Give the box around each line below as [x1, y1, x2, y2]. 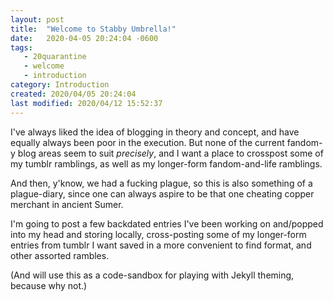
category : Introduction [10, 80, 110, 90]
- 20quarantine [23, 52, 87, 62]
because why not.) [10, 279, 88, 291]
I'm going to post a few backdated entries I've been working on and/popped [10, 217, 324, 230]
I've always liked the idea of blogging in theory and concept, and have [10, 126, 300, 138]
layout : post [10, 14, 65, 25]
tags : [10, 42, 33, 53]
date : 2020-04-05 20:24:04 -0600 [10, 33, 159, 43]
